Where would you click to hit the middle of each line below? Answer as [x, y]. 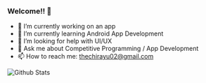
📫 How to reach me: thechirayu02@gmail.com [85, 56]
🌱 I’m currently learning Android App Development [90, 33]
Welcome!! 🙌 [30, 11]
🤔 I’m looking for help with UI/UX [65, 41]
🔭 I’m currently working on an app [66, 27]
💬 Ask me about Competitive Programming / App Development [108, 49]
